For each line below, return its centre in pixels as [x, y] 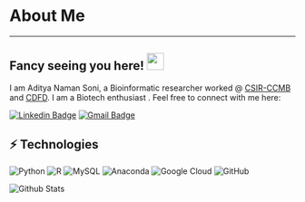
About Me [47, 16]
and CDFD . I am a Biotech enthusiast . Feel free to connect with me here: [145, 97]
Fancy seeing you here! [77, 66]
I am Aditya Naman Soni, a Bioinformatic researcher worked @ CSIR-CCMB [150, 88]
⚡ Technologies [54, 144]
